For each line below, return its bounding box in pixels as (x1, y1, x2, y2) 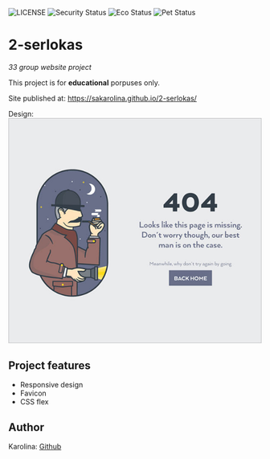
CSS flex (19, 397, 49, 407)
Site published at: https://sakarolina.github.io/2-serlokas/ (8, 93, 197, 103)
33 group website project (8, 62, 92, 72)
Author (8, 420, 44, 434)
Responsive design (19, 380, 84, 390)
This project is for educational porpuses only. (8, 77, 161, 88)
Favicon (19, 388, 47, 398)
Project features (8, 359, 91, 373)
